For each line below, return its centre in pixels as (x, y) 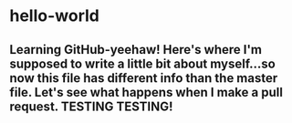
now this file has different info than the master (144, 78)
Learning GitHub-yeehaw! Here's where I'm (136, 50)
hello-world (55, 16)
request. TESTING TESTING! (91, 106)
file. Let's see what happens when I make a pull (146, 92)
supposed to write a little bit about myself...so (142, 63)
